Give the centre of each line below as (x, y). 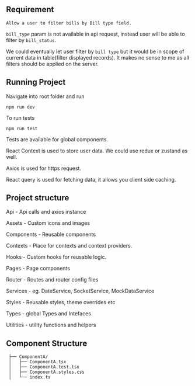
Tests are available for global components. (57, 139)
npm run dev (20, 107)
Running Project (36, 82)
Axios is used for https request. (44, 168)
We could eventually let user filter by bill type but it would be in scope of (95, 51)
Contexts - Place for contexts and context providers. (69, 246)
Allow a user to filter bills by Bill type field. (69, 23)
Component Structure (47, 343)
